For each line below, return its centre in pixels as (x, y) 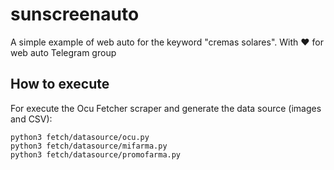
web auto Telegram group (63, 52)
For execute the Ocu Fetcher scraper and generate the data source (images (166, 108)
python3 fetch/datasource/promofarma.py (96, 154)
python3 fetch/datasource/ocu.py (80, 137)
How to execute (60, 84)
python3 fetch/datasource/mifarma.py (89, 146)
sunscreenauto (75, 14)
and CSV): (31, 119)
